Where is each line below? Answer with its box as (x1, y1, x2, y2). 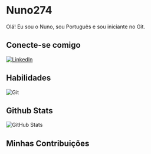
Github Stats (6, 106, 53, 116)
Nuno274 (6, 4, 52, 17)
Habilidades (6, 73, 51, 83)
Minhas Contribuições (6, 138, 90, 148)
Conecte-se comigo (6, 40, 81, 50)
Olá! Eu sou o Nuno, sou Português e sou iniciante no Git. (6, 23, 146, 30)
